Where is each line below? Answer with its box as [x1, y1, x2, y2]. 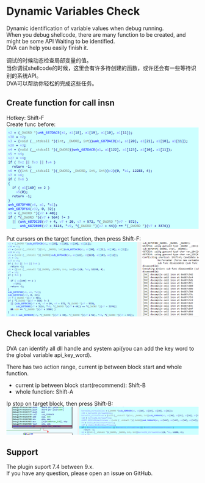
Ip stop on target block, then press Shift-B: [6, 400, 113, 407]
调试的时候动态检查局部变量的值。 [6, 56, 92, 64]
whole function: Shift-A [15, 388, 74, 395]
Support [6, 447, 38, 457]
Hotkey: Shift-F [6, 114, 45, 121]
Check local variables [6, 329, 90, 339]
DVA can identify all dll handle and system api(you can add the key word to [6, 345, 195, 352]
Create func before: [6, 121, 56, 128]
